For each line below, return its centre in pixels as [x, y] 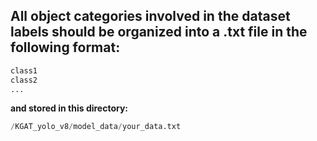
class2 [24, 80]
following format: [65, 47]
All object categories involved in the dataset [150, 16]
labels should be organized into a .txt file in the [159, 32]
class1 [24, 70]
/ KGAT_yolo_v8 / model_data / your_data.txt [96, 127]
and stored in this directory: [69, 108]
